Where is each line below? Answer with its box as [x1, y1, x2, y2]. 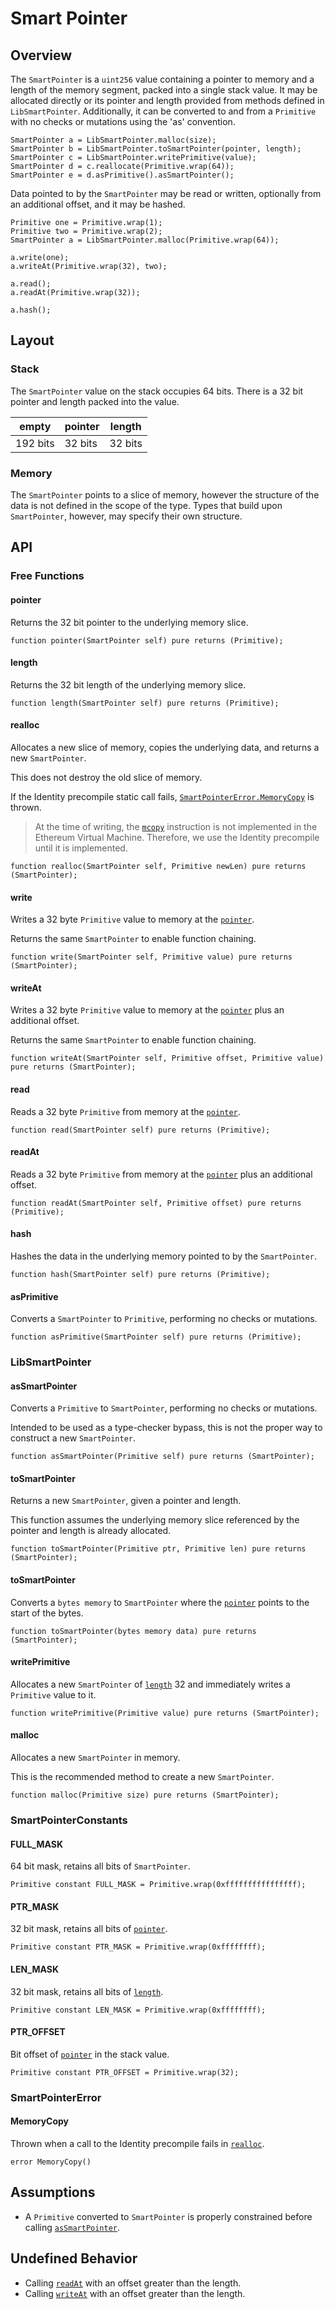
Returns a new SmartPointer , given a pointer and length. [10, 1495, 242, 1507]
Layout [10, 332, 55, 349]
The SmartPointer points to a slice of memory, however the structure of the [10, 488, 320, 501]
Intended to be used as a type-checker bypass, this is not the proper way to [10, 1422, 323, 1434]
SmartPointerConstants [10, 1813, 128, 1827]
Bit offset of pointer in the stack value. [10, 2048, 170, 2060]
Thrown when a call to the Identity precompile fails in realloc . [10, 2137, 265, 2149]
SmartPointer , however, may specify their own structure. [10, 510, 243, 522]
